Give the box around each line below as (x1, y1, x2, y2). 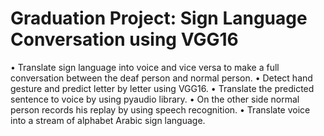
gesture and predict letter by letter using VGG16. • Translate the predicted (10, 82, 315, 94)
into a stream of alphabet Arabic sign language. (10, 114, 206, 126)
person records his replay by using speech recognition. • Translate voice (10, 103, 311, 116)
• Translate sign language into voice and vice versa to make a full (10, 61, 280, 73)
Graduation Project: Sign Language (10, 7, 308, 30)
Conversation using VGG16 (10, 28, 239, 51)
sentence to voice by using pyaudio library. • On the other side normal (10, 93, 300, 105)
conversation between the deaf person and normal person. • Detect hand (10, 72, 313, 84)
